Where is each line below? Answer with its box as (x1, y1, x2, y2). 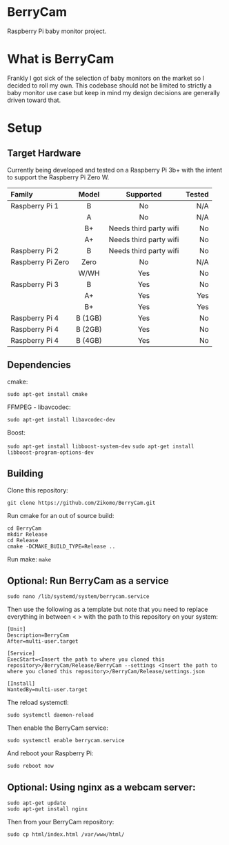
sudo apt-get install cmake (7, 390, 88, 397)
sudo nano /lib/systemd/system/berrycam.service (7, 593, 150, 600)
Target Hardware (7, 148, 81, 159)
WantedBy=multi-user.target (7, 686, 88, 693)
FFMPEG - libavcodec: (7, 403, 71, 411)
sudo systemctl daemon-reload (7, 712, 94, 719)
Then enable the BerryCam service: (7, 724, 108, 732)
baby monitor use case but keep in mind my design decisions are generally (7, 88, 221, 97)
